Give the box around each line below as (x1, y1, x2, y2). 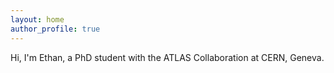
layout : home (10, 14, 65, 25)
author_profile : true (10, 24, 101, 34)
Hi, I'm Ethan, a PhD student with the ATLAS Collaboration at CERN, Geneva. (10, 51, 325, 63)
